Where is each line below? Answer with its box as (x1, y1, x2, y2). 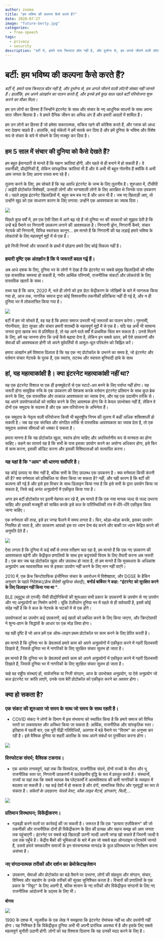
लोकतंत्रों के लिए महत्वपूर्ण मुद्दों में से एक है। (5, 233, 69, 239)
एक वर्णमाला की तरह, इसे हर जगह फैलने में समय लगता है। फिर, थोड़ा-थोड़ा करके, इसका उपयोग (5, 517, 153, 523)
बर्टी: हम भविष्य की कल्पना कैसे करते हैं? (5, 69, 125, 80)
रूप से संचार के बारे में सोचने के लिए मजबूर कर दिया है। (5, 133, 90, 139)
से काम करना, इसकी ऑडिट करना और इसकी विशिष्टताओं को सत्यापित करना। (5, 446, 126, 452)
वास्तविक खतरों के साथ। (5, 278, 44, 284)
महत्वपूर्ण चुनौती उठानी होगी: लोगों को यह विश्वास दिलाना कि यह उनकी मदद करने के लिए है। (5, 928, 145, 934)
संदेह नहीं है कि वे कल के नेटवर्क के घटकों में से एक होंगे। (5, 605, 92, 611)
